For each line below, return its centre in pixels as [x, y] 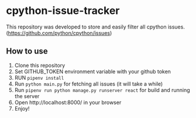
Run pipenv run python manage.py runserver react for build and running [102, 90]
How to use [27, 51]
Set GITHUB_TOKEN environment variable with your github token [93, 71]
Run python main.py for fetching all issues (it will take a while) [89, 84]
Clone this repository [40, 65]
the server [27, 96]
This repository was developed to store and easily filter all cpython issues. [96, 27]
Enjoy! [22, 108]
